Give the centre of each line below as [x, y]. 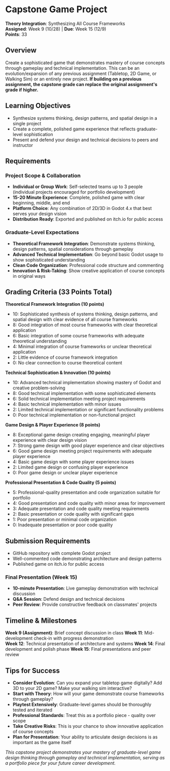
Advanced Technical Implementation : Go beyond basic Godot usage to [88, 254]
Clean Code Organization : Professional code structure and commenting [88, 265]
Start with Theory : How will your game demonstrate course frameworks [88, 694]
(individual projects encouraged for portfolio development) [74, 192]
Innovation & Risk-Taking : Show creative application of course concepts [89, 271]
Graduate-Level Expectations [42, 232]
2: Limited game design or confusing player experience [70, 467]
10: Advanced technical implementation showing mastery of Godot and [87, 383]
